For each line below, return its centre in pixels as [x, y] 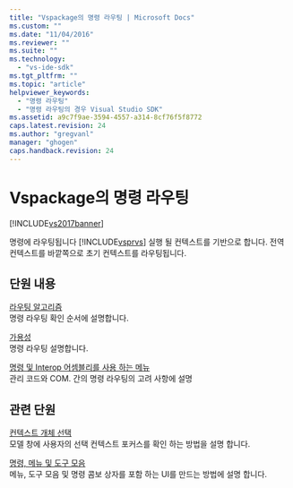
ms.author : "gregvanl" [52, 134]
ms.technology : [38, 59]
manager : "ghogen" [43, 142]
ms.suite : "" [34, 51]
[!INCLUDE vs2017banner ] [57, 223]
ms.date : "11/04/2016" [52, 34]
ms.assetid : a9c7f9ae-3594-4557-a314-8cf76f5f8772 [106, 117]
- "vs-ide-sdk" [46, 68]
